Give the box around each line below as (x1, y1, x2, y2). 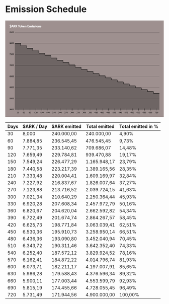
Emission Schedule (5, 4, 87, 15)
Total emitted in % (119, 123, 158, 129)
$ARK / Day (22, 123, 48, 129)
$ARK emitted (51, 123, 81, 129)
